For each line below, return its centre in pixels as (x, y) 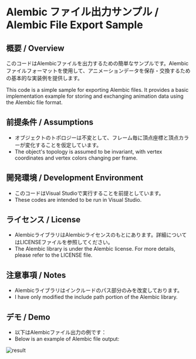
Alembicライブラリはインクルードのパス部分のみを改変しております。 (99, 290)
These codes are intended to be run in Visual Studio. (78, 200)
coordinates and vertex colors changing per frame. (76, 158)
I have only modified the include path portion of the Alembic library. (96, 297)
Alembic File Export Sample (75, 25)
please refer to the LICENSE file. (53, 255)
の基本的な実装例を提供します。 (45, 78)
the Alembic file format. (34, 102)
